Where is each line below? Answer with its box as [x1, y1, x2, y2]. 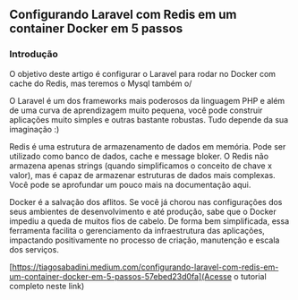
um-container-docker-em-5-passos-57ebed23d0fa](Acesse [9, 270, 233, 281]
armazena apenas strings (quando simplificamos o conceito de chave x [9, 160, 273, 171]
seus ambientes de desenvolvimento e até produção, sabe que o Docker [9, 206, 277, 217]
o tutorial [234, 270, 267, 281]
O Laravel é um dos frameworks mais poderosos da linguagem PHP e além [9, 95, 285, 106]
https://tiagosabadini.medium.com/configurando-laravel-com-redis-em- [12, 261, 279, 272]
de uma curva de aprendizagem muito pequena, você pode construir [9, 105, 263, 116]
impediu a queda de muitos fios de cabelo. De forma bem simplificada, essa [9, 215, 290, 227]
